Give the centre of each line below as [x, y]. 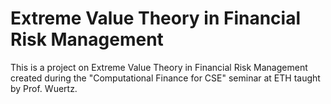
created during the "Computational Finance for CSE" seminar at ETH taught [165, 78]
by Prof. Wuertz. [44, 88]
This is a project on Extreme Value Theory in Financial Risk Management [159, 67]
